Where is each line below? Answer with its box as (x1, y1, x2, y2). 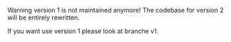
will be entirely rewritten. (7, 13, 80, 22)
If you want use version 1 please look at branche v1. (7, 27, 159, 35)
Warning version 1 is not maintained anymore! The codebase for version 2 (7, 6, 225, 14)
